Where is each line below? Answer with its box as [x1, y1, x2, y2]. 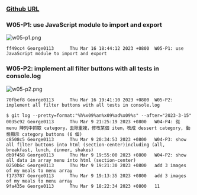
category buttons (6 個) [21, 131, 83, 138]
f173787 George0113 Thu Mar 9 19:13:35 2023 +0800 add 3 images [6, 172, 186, 179]
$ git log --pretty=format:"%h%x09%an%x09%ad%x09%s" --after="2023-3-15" [6, 112, 192, 119]
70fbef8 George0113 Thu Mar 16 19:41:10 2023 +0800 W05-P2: [6, 97, 173, 103]
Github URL [6, 5, 40, 13]
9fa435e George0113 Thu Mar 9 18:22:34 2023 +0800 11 [6, 183, 160, 189]
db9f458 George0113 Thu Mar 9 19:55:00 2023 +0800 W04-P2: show [6, 152, 186, 158]
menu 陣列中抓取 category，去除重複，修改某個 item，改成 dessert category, [6, 125, 183, 131]
